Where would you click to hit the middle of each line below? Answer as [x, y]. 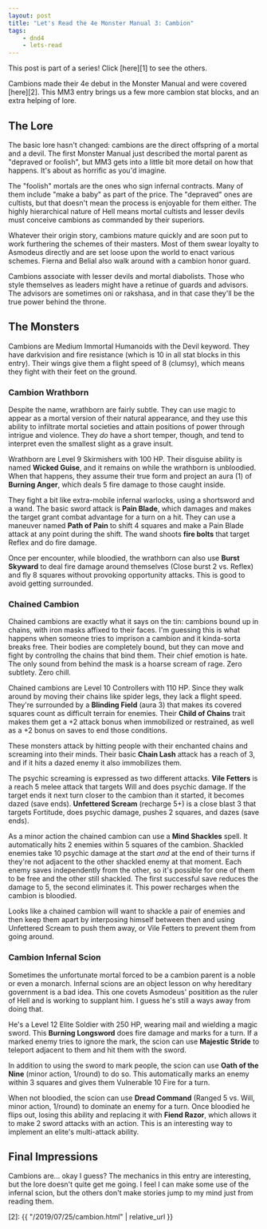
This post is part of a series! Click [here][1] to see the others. [108, 68]
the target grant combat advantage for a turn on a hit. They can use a [122, 517]
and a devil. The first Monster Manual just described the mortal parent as [128, 153]
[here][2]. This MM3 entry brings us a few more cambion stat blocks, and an [133, 92]
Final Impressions [53, 1157]
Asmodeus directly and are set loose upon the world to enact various [122, 252]
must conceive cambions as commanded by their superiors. [107, 220]
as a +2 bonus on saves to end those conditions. [88, 730]
